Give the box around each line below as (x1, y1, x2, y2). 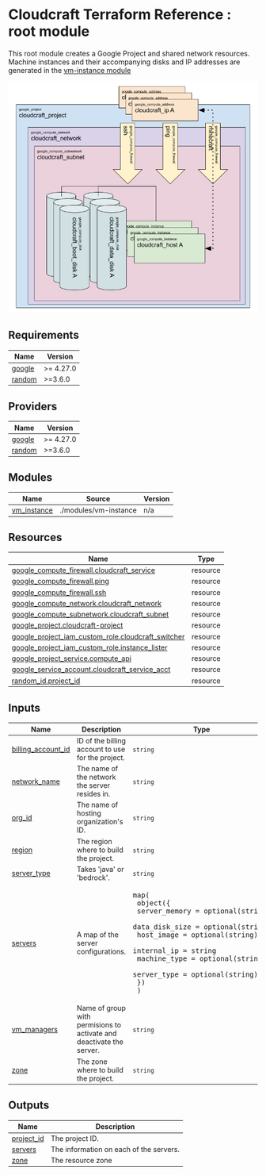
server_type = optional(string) (132, 970, 259, 979)
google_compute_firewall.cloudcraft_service (11, 566, 156, 575)
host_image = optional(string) (137, 931, 259, 939)
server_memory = (137, 907, 200, 916)
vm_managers (11, 1024, 58, 1034)
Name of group (76, 1004, 127, 1013)
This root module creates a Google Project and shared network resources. (8, 48, 250, 58)
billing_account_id (11, 744, 70, 754)
